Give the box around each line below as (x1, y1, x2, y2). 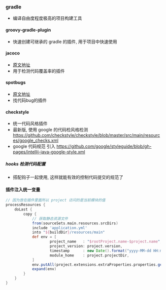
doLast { (14, 207, 33, 212)
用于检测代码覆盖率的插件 (12, 68, 65, 74)
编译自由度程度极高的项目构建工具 (12, 15, 82, 21)
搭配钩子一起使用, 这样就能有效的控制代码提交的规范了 (12, 174, 124, 180)
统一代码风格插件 (12, 121, 48, 126)
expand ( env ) (32, 267, 57, 272)
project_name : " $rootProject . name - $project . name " (49, 239, 161, 244)
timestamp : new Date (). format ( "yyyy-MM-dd (49, 248, 152, 253)
